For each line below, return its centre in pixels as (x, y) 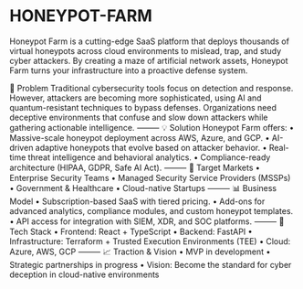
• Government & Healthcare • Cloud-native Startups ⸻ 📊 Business (143, 187)
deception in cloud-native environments (84, 274)
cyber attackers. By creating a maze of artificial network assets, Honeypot (149, 60)
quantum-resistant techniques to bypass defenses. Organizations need (143, 107)
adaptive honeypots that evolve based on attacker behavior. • (151, 147)
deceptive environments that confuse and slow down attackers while (139, 117)
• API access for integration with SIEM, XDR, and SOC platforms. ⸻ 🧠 (147, 221)
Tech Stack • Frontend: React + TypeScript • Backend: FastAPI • (131, 231)
